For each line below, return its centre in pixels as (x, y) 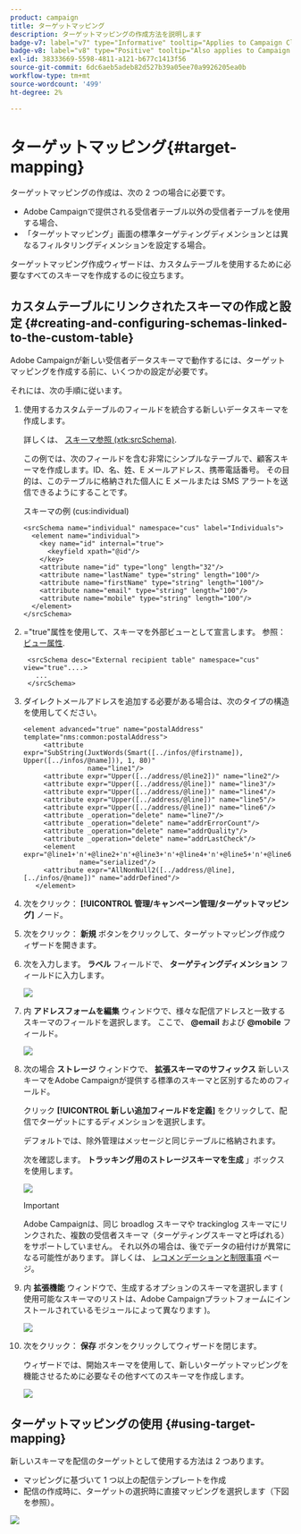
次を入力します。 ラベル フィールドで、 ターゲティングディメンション (150, 964)
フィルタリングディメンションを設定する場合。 (125, 245)
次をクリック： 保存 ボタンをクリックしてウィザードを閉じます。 (142, 1346)
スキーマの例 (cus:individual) (76, 512)
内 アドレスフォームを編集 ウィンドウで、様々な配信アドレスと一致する (154, 1011)
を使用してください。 (62, 713)
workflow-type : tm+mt (50, 76)
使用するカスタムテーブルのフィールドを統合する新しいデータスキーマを (156, 410)
